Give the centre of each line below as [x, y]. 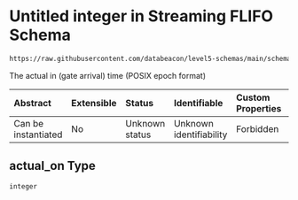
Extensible [94, 103]
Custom [253, 97]
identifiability [200, 135]
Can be [29, 123]
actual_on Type [52, 166]
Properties [259, 108]
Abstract [32, 103]
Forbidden [258, 128]
